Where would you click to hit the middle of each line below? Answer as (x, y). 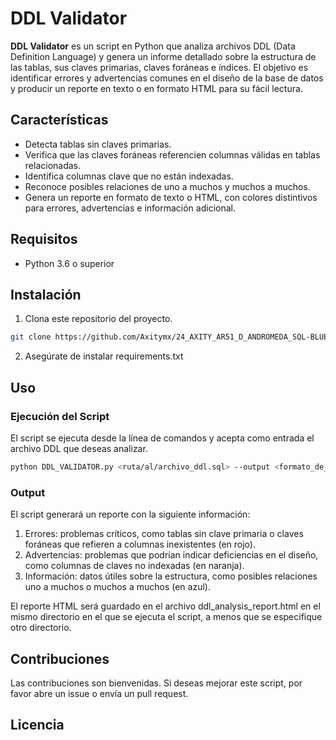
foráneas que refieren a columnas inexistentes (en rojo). (140, 544)
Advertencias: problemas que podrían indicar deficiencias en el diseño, (171, 555)
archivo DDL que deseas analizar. (79, 448)
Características (59, 120)
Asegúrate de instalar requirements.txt (104, 356)
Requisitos (44, 239)
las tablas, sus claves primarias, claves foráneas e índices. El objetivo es (159, 67)
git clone (31, 337)
